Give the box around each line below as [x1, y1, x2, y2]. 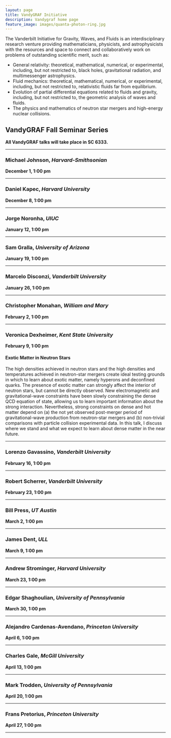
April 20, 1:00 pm [5, 693, 42, 699]
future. [5, 431, 19, 437]
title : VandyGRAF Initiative [5, 12, 67, 17]
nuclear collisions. [12, 111, 51, 117]
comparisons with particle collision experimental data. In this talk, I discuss [5, 420, 162, 426]
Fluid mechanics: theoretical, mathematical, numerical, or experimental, [12, 78, 163, 84]
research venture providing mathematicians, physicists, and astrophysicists [5, 41, 163, 47]
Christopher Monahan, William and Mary [5, 302, 108, 309]
